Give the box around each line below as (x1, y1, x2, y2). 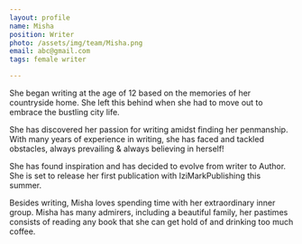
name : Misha (9, 22, 54, 31)
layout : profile (9, 13, 70, 23)
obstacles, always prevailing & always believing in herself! (9, 143, 224, 154)
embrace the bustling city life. (9, 107, 120, 117)
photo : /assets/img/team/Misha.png (9, 38, 143, 48)
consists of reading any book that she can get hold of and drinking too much (9, 217, 294, 227)
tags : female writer (9, 55, 87, 64)
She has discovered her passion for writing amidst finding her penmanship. (9, 124, 288, 135)
